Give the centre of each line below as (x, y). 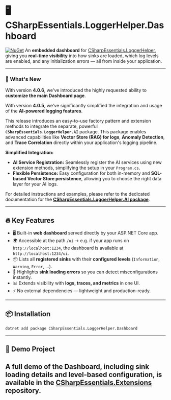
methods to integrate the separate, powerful (52, 126)
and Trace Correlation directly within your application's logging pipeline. (81, 143)
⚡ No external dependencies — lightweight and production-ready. (82, 291)
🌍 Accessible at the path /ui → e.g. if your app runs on (71, 241)
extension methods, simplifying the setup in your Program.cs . (76, 168)
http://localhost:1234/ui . (41, 253)
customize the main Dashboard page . (46, 96)
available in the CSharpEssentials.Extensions (79, 382)
